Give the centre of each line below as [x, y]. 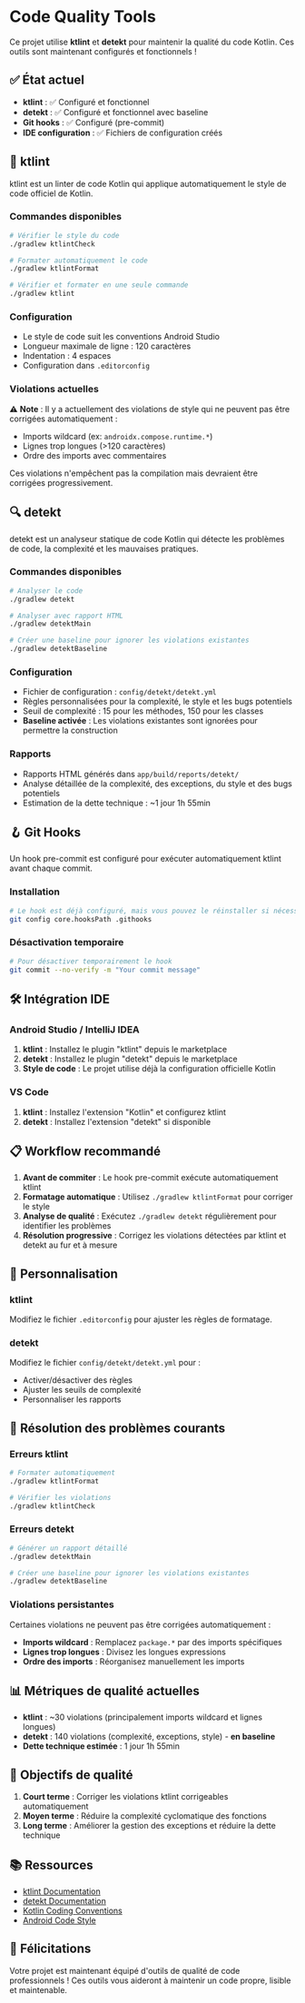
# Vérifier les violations [60, 1497]
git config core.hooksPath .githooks [81, 919]
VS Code [29, 1092]
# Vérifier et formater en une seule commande [99, 285]
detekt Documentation [64, 1901]
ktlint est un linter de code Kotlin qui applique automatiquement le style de [148, 183]
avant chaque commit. [51, 868]
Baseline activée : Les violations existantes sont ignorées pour [140, 721]
